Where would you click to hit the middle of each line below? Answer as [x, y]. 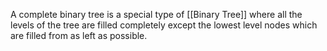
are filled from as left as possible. [79, 35]
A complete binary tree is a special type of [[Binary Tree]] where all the [156, 14]
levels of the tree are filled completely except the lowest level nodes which [164, 25]
